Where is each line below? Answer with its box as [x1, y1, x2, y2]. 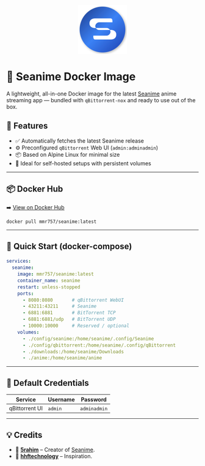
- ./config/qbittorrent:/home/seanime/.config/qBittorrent [22, 342, 176, 348]
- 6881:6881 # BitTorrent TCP [22, 310, 116, 316]
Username [48, 396, 75, 403]
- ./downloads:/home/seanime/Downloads [22, 348, 124, 355]
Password [81, 396, 107, 403]
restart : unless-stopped [17, 284, 81, 290]
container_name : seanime [17, 277, 81, 284]
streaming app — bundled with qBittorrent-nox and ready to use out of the [6, 96, 196, 103]
